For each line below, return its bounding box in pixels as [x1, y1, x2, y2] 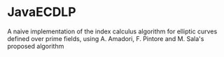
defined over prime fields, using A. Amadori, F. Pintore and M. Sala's [7, 34, 204, 42]
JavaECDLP [7, 4, 76, 20]
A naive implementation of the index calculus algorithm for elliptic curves [7, 27, 218, 35]
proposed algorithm [7, 42, 64, 50]
